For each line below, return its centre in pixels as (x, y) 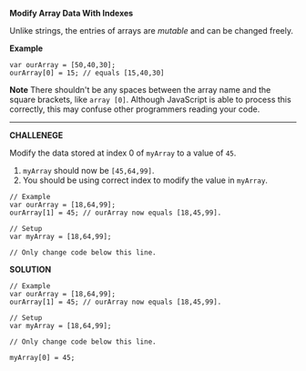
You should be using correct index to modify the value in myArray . (145, 180)
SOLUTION (31, 269)
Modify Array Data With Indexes (71, 13)
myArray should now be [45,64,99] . (88, 170)
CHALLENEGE (36, 135)
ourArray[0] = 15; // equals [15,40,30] (87, 73)
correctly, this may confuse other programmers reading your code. (135, 109)
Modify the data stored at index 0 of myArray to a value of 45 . (123, 153)
